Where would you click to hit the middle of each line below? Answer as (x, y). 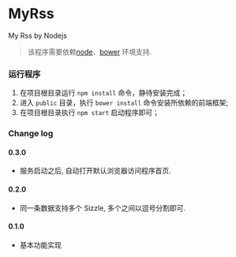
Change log (31, 133)
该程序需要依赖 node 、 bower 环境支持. (90, 51)
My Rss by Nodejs (37, 35)
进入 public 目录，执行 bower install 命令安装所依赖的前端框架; (124, 102)
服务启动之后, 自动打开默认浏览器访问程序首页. (95, 171)
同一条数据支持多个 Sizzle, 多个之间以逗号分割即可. (103, 208)
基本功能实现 (40, 244)
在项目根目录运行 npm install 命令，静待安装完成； (103, 93)
